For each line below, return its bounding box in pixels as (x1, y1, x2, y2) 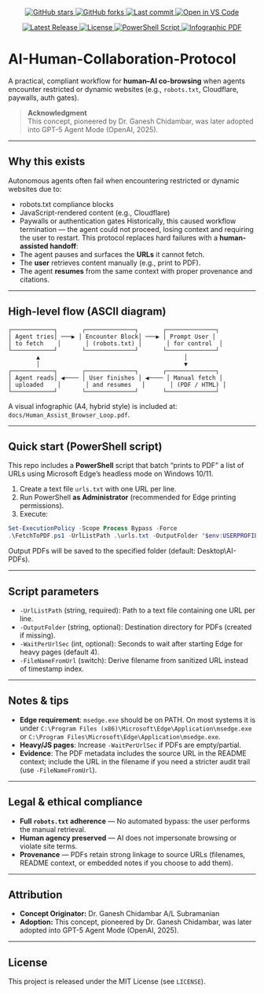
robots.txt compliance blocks (19, 199, 114, 208)
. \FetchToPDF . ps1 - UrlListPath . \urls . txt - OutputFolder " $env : (8, 532, 223, 540)
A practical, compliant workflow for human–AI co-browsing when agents (8, 75, 246, 86)
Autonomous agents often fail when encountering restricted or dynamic (8, 175, 240, 185)
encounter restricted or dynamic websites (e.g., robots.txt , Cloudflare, (8, 84, 239, 94)
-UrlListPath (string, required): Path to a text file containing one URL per (19, 606, 255, 615)
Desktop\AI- (197, 547, 237, 556)
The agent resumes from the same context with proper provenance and (19, 266, 253, 275)
